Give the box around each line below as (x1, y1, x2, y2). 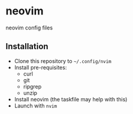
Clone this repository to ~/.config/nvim (14, 57, 111, 64)
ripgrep (23, 83, 42, 90)
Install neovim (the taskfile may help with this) (14, 95, 128, 103)
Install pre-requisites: (14, 64, 67, 71)
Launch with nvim (14, 102, 58, 109)
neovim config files (5, 24, 53, 31)
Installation (5, 41, 49, 52)
